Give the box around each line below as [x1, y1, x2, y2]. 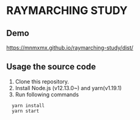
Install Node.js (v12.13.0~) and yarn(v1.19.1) [15, 84, 122, 91]
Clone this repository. [15, 77, 69, 85]
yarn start [12, 108, 40, 114]
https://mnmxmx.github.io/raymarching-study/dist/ [6, 44, 134, 51]
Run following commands [15, 91, 79, 98]
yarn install [12, 102, 45, 108]
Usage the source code [6, 62, 96, 72]
